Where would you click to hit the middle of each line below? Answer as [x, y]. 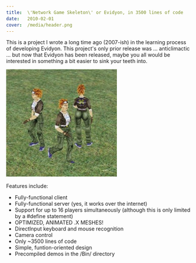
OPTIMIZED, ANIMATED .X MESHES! [59, 223]
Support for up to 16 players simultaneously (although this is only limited [102, 210]
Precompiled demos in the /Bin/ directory [65, 254]
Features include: [27, 186]
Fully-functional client [41, 198]
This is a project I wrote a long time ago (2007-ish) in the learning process [96, 42]
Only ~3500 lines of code [45, 241]
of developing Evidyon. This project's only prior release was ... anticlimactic [98, 49]
